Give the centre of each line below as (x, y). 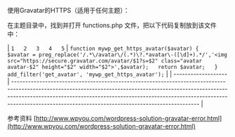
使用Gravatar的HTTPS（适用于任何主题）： (68, 10)
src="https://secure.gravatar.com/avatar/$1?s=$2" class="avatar (105, 61)
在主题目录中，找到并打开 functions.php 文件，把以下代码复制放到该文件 (112, 25)
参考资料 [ (22, 118)
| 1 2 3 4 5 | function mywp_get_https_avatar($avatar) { (103, 48)
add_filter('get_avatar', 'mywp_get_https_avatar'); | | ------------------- (117, 74)
